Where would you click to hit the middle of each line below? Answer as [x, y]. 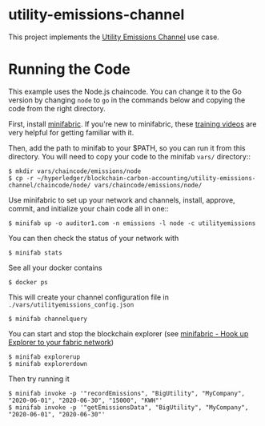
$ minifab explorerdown [48, 364]
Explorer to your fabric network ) [61, 342]
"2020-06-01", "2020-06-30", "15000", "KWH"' [85, 400]
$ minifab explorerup [44, 357]
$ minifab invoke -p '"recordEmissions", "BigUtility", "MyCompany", [127, 393]
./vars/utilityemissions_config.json [71, 305]
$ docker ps [28, 282]
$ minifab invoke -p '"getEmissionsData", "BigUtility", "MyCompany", [128, 407]
